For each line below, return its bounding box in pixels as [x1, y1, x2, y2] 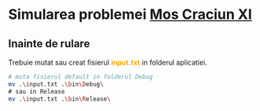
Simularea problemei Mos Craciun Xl [8, 6, 252, 24]
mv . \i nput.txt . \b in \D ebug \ [8, 80, 104, 88]
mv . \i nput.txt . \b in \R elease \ [8, 94, 111, 103]
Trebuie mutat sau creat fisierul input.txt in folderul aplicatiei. [8, 57, 207, 67]
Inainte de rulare [8, 37, 91, 50]
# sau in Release [8, 87, 65, 95]
